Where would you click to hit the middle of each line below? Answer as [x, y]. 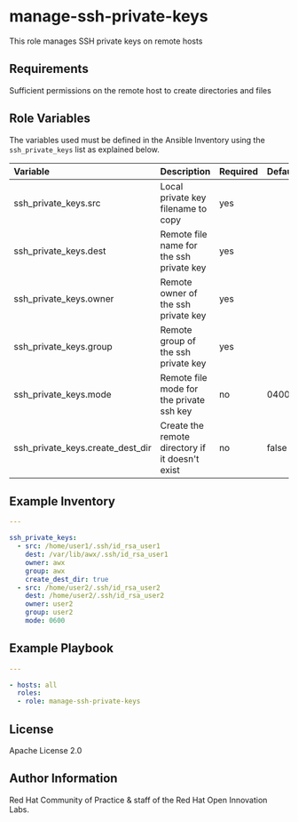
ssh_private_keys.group [63, 346]
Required [239, 171]
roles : [29, 693]
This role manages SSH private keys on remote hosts [106, 41]
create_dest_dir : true [67, 579]
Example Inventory [62, 501]
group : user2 [49, 612]
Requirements [49, 69]
